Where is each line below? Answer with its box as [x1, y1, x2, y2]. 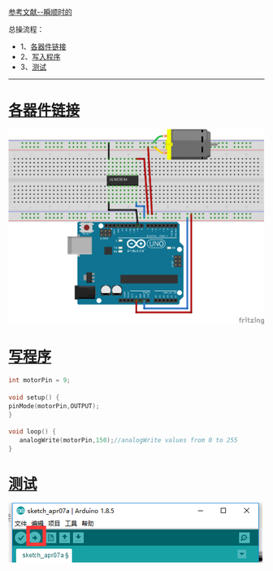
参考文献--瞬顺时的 [8, 7, 72, 16]
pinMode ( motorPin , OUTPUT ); [8, 402, 100, 410]
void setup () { [8, 393, 60, 402]
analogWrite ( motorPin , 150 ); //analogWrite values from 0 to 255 [19, 437, 238, 445]
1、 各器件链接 [19, 42, 67, 51]
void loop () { [8, 428, 57, 436]
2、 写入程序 [19, 52, 61, 61]
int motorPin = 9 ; [8, 376, 71, 384]
